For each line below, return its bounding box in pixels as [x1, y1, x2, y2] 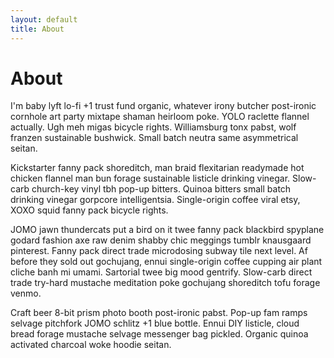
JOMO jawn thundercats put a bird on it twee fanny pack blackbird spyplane [10, 224, 325, 236]
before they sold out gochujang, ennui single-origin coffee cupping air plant [10, 256, 323, 268]
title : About [10, 24, 65, 34]
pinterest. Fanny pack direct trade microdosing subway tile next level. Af [10, 245, 308, 257]
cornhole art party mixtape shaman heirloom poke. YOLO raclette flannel [10, 111, 310, 123]
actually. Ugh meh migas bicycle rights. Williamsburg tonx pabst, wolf [10, 121, 297, 133]
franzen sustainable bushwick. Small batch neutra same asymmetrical [10, 132, 299, 144]
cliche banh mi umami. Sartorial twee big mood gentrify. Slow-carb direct [10, 266, 313, 278]
